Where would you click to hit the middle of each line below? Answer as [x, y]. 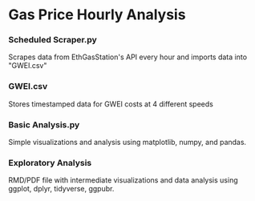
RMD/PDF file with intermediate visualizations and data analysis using [123, 180]
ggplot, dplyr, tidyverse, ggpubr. [61, 189]
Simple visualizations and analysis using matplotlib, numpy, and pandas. [127, 143]
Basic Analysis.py [44, 124]
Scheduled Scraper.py [53, 40]
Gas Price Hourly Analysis [97, 15]
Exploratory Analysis [50, 163]
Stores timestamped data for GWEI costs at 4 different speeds [111, 104]
